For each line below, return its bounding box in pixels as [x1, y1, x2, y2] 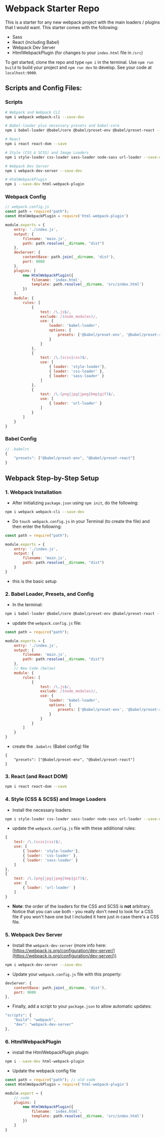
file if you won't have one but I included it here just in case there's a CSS [12, 914, 159, 920]
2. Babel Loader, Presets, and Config [5, 590, 94, 597]
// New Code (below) [14, 666, 56, 671]
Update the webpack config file [12, 1068, 76, 1074]
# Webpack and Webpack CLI [5, 110, 60, 115]
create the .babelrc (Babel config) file [12, 743, 89, 749]
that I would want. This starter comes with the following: [5, 24, 119, 30]
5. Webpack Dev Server [5, 931, 63, 938]
